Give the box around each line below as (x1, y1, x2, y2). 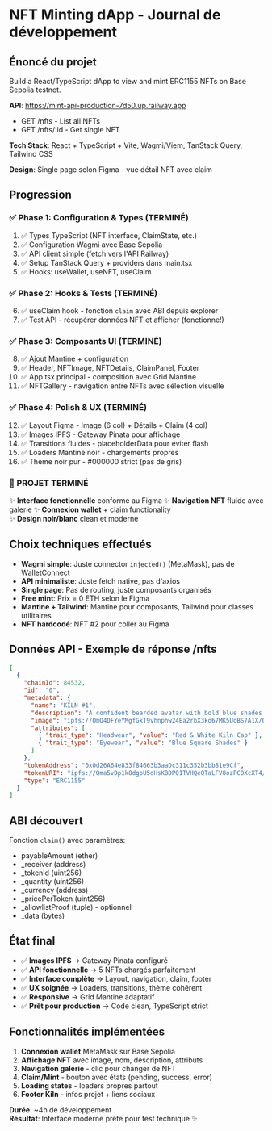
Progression (9, 188, 72, 202)
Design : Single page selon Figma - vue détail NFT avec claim (9, 165, 213, 174)
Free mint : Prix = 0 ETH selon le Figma (20, 593, 150, 603)
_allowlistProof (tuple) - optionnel (20, 903, 132, 912)
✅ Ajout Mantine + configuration (20, 354, 129, 364)
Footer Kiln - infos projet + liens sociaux (20, 1089, 156, 1099)
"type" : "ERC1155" (23, 777, 86, 785)
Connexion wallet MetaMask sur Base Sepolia (20, 1046, 176, 1056)
